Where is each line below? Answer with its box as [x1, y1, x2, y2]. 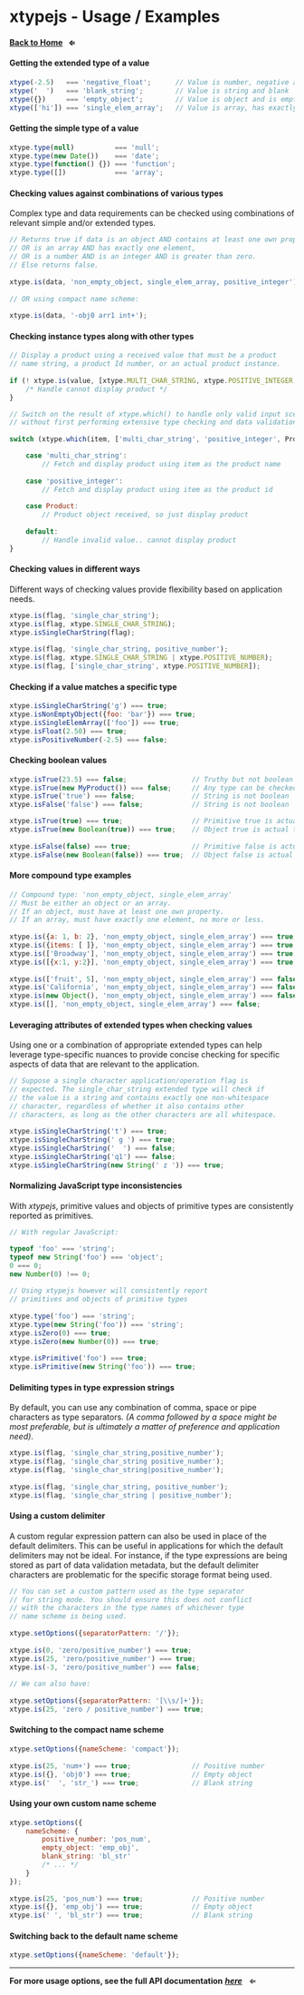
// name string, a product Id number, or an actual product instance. [9, 359, 281, 369]
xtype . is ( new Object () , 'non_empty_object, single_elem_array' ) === [9, 991, 273, 1000]
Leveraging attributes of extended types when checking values [9, 1019, 253, 1030]
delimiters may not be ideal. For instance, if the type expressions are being [9, 1549, 288, 1560]
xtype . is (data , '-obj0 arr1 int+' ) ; [9, 311, 147, 320]
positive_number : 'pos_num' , [42, 1835, 152, 1844]
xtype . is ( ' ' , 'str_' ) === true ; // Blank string [9, 1778, 253, 1787]
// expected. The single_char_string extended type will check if [9, 1085, 265, 1095]
